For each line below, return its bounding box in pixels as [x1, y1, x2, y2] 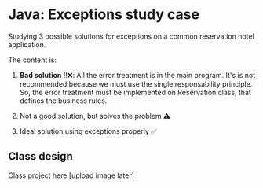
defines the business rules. [19, 96, 108, 105]
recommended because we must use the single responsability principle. [19, 79, 253, 88]
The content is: [8, 55, 57, 65]
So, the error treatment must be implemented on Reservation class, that [19, 87, 251, 97]
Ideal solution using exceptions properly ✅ [19, 126, 157, 135]
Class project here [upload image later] [8, 171, 135, 180]
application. [8, 39, 46, 49]
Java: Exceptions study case [8, 6, 200, 24]
